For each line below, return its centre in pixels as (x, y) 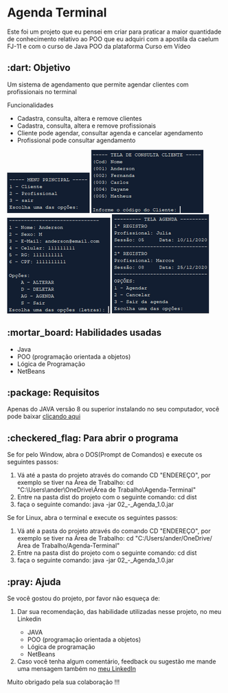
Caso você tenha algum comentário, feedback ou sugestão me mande (116, 661)
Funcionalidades (30, 105)
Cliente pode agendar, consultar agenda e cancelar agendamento (110, 133)
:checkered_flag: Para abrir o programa (93, 438)
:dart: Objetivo (39, 68)
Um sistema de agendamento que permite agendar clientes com (98, 84)
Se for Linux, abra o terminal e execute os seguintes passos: (93, 518)
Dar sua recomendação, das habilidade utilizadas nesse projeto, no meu (119, 612)
